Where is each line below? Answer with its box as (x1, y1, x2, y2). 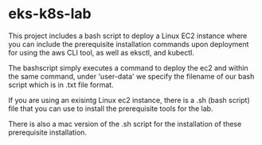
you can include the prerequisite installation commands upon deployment (8, 39, 249, 48)
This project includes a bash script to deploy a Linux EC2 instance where (8, 31, 248, 40)
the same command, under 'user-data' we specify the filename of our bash (8, 71, 255, 81)
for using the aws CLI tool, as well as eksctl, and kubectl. (8, 48, 195, 57)
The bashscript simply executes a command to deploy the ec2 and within (8, 63, 248, 72)
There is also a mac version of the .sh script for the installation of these (8, 119, 242, 128)
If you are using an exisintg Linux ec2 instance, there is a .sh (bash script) (8, 95, 250, 105)
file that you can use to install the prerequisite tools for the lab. (8, 104, 213, 113)
